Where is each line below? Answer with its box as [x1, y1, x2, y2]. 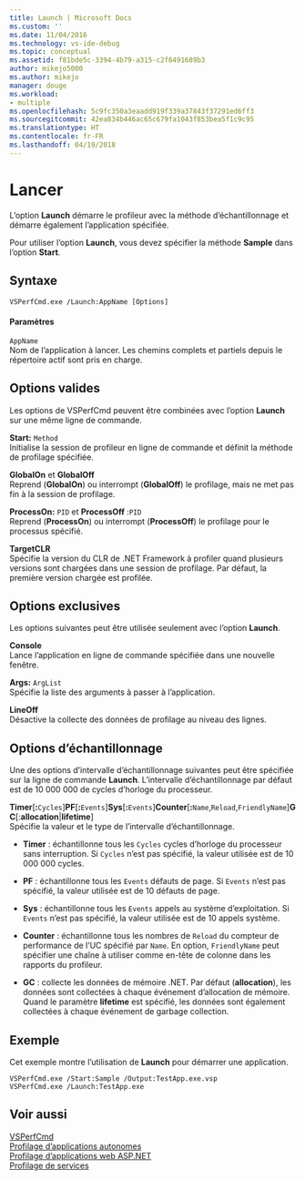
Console [9, 640, 43, 651]
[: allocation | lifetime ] [15, 811, 94, 822]
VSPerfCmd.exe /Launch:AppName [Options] [9, 297, 169, 306]
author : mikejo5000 [9, 65, 84, 74]
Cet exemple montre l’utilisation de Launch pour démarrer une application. [9, 1056, 289, 1067]
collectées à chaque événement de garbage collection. [22, 1006, 229, 1017]
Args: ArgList [9, 677, 62, 688]
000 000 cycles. [22, 858, 85, 870]
